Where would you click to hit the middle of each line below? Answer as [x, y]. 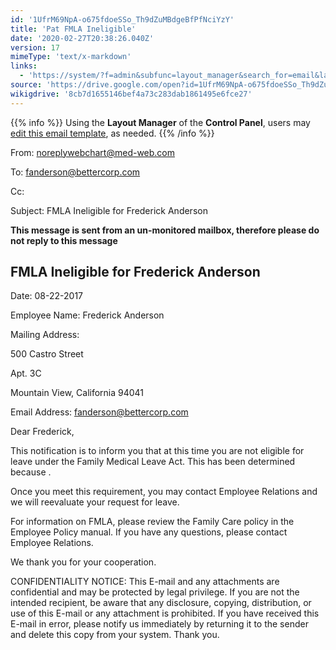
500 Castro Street [47, 354]
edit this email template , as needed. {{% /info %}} [112, 133]
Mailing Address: [45, 335]
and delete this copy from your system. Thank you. [115, 635]
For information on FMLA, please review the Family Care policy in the [152, 522]
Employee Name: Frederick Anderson [87, 315]
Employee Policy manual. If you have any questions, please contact [149, 532]
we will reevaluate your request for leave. [95, 502]
